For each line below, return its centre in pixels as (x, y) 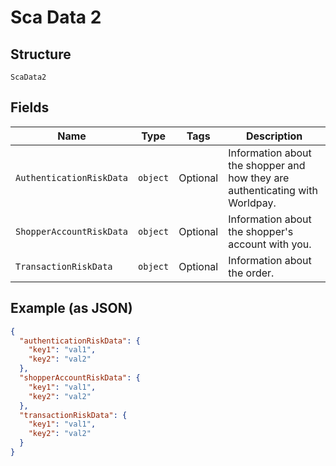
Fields (30, 107)
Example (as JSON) (71, 308)
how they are (259, 178)
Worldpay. (252, 203)
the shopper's (261, 231)
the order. (251, 273)
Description (274, 136)
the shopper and (267, 165)
